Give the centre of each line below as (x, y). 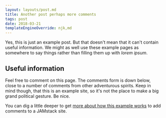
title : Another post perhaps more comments (51, 14)
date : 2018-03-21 (23, 24)
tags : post (16, 19)
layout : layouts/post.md (31, 10)
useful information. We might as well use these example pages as (72, 48)
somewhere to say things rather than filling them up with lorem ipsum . (76, 53)
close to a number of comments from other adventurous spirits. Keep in (78, 85)
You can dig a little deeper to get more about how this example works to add (83, 106)
